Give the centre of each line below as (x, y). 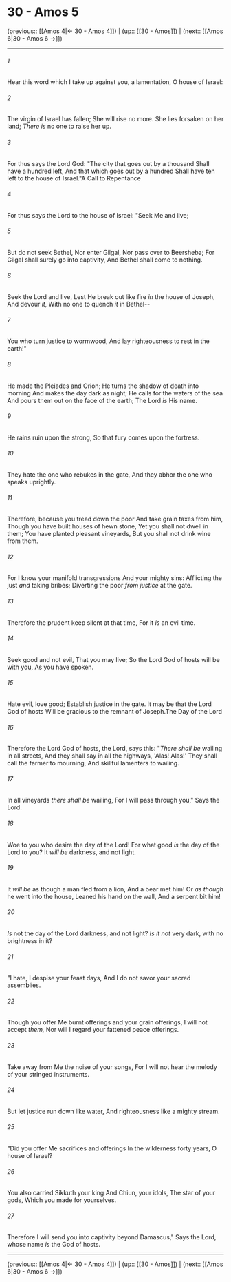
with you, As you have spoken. (51, 667)
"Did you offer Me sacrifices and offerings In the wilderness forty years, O (112, 1148)
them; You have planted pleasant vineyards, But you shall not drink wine (109, 534)
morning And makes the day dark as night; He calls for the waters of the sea (115, 393)
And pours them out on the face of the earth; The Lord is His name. (102, 400)
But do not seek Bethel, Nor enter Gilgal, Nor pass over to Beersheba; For (111, 252)
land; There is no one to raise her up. (59, 126)
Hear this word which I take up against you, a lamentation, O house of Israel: (115, 82)
